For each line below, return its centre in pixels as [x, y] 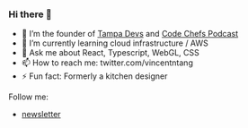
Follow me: [28, 97]
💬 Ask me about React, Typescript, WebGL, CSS [110, 53]
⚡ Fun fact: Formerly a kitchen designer [94, 76]
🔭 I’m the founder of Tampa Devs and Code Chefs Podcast [130, 34]
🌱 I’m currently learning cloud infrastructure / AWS [115, 43]
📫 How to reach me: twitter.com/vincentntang [107, 63]
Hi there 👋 [31, 14]
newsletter [41, 115]
